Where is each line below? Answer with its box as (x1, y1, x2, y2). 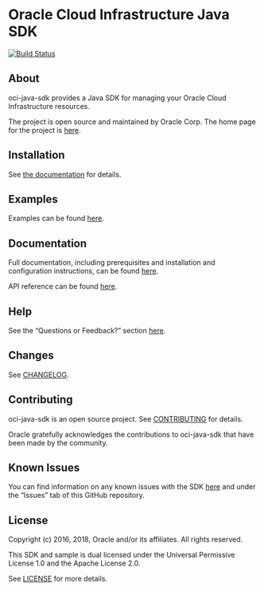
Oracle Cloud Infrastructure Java (8, 6, 230, 24)
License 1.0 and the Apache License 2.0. (8, 558, 141, 568)
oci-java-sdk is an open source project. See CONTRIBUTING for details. (8, 414, 244, 423)
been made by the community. (8, 437, 108, 447)
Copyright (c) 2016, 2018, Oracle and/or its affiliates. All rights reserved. (8, 535, 243, 544)
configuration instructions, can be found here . (8, 266, 159, 276)
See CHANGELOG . (8, 370, 69, 379)
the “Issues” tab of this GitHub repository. (8, 491, 145, 500)
